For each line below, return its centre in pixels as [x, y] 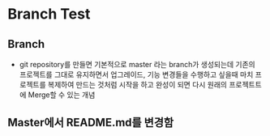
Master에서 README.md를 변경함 [91, 123]
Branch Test [49, 14]
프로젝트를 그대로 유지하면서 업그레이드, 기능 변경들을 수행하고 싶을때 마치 [136, 74]
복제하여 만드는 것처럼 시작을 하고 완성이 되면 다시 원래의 [137, 85]
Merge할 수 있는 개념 [62, 95]
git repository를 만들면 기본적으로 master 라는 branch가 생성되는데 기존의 [137, 64]
